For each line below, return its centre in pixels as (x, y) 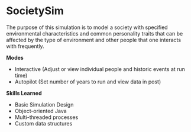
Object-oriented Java (41, 111)
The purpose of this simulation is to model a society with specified (87, 27)
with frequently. (25, 46)
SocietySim (35, 11)
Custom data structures (43, 123)
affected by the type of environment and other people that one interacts (94, 40)
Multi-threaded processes (46, 117)
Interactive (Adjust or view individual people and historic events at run (100, 69)
